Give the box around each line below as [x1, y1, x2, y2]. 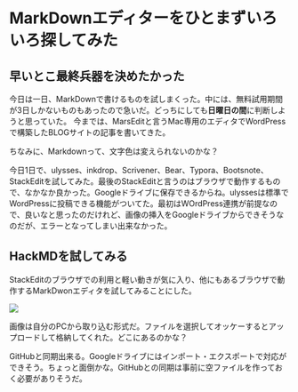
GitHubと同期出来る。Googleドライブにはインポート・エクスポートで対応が [9, 350, 287, 361]
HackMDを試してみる [9, 249, 128, 264]
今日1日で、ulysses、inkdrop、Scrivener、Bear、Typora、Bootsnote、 [9, 165, 269, 175]
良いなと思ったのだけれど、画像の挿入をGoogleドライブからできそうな [24, 210, 285, 220]
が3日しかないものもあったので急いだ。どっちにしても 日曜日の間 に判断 [9, 105, 271, 116]
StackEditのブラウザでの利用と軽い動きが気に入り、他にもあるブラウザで [9, 274, 278, 284]
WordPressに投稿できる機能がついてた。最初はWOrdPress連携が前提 [9, 198, 262, 209]
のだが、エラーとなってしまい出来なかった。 [9, 220, 173, 231]
